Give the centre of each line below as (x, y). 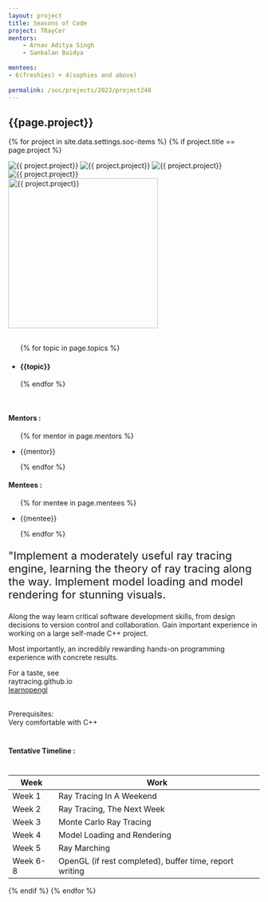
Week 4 (27, 835)
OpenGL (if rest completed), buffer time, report (146, 860)
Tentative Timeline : (42, 750)
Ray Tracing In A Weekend (108, 796)
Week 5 (27, 848)
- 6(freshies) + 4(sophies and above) (73, 75)
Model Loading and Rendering (115, 835)
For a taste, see (34, 673)
